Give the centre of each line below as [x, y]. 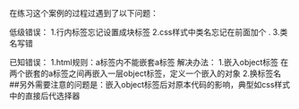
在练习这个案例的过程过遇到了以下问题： [84, 13]
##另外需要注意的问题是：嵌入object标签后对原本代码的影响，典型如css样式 [150, 84]
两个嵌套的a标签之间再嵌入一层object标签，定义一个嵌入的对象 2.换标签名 [145, 73]
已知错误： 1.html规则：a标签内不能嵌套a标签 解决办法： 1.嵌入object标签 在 [149, 62]
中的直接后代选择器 [45, 96]
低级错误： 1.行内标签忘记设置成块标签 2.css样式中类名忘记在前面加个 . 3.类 [149, 32]
